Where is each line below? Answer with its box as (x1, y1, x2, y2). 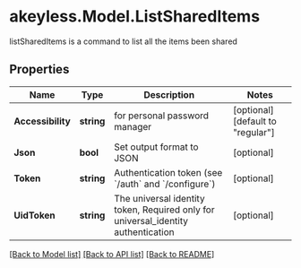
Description (142, 88, 195, 100)
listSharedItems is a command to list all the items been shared (9, 36, 237, 47)
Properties (9, 62, 70, 77)
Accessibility (13, 115, 72, 127)
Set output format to (113, 141, 199, 153)
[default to (232, 115, 278, 127)
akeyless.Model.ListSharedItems (9, 6, 261, 27)
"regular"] (232, 125, 275, 138)
